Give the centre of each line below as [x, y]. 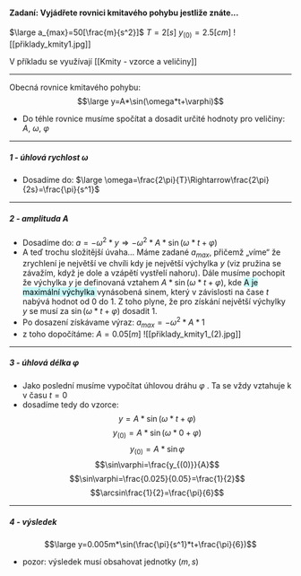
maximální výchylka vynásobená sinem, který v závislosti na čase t [145, 292]
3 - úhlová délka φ [44, 362]
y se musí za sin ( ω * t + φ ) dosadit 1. [90, 311]
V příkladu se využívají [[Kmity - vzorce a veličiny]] [103, 61]
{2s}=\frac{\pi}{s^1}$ [61, 189]
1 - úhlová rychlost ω [49, 157]
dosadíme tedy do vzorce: [70, 405]
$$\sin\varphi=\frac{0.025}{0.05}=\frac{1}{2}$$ [157, 479]
